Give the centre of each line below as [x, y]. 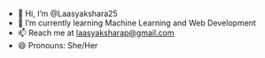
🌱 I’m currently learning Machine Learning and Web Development [137, 23]
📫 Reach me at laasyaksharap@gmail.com [96, 33]
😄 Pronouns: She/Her [58, 45]
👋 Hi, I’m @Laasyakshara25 [67, 14]
